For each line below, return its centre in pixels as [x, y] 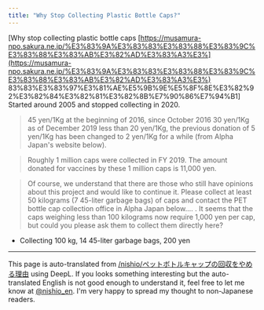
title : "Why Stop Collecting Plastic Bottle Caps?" [94, 15]
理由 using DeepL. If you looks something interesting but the [112, 274]
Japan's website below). [67, 144]
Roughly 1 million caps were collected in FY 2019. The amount [127, 160]
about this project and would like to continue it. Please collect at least [139, 191]
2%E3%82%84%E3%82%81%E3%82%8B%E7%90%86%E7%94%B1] [125, 96]
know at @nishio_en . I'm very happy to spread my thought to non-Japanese [131, 290]
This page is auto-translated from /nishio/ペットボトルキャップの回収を [124, 264]
